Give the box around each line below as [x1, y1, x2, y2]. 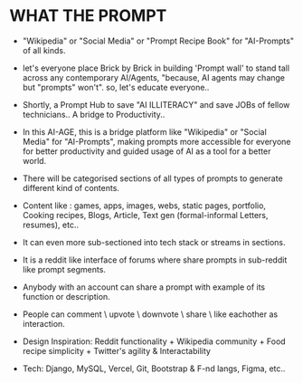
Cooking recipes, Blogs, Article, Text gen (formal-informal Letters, [22, 209, 269, 220]
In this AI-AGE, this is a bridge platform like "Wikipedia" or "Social [22, 126, 267, 137]
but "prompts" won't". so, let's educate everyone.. [22, 81, 210, 92]
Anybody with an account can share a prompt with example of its [22, 282, 265, 292]
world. [22, 155, 47, 166]
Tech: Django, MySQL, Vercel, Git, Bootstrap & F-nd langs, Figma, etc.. [22, 363, 286, 374]
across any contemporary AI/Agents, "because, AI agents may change [22, 72, 286, 82]
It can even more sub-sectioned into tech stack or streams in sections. [22, 236, 287, 247]
